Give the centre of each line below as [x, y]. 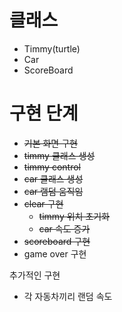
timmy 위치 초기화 [74, 216]
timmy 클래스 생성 [59, 155]
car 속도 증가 [64, 228]
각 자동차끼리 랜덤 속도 [68, 296]
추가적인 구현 [35, 275]
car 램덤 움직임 [53, 191]
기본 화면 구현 [50, 143]
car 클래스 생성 [53, 178]
